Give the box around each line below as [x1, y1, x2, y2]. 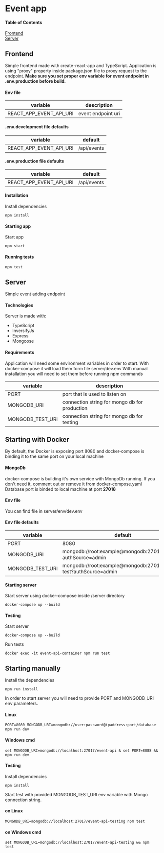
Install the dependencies [5, 677, 55, 683]
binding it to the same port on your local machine [5, 453, 104, 459]
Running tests [5, 254, 34, 260]
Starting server [5, 582, 37, 588]
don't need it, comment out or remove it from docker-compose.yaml [5, 481, 142, 487]
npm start [5, 243, 25, 249]
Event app [5, 3, 47, 14]
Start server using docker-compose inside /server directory [5, 593, 125, 599]
